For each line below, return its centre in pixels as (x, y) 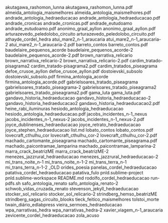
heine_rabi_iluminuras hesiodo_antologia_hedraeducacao (64, 108)
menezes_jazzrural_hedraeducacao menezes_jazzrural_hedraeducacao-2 (82, 157)
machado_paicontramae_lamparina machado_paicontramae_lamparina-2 (80, 146)
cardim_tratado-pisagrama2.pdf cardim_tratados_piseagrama (94, 66)
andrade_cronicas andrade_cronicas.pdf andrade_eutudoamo (69, 23)
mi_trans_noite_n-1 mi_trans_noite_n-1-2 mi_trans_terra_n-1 (66, 162)
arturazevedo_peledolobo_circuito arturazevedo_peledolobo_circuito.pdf (80, 34)
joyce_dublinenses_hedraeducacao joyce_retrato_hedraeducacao (73, 125)
